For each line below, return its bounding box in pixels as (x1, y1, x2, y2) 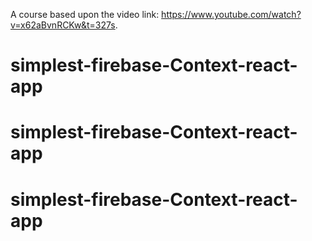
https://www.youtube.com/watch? (161, 9, 302, 20)
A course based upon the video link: (10, 9, 160, 20)
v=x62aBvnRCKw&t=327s (10, 19, 116, 31)
